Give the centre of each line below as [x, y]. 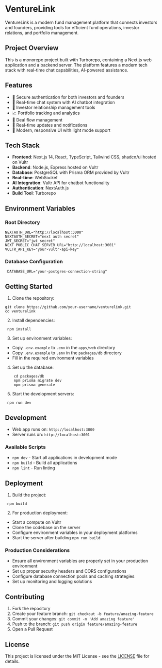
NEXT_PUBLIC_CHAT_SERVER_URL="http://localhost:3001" [61, 245]
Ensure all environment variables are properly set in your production [80, 561]
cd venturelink [20, 311]
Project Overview [32, 48]
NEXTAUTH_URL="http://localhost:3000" [44, 232]
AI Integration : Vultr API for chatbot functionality [61, 183]
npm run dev [19, 403]
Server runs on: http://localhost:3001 [51, 434]
